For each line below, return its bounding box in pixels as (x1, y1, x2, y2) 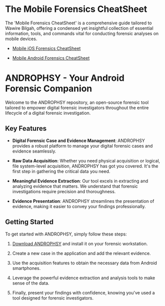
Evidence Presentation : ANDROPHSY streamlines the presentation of (12, 198, 155, 204)
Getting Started (5, 218, 54, 227)
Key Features (5, 124, 47, 133)
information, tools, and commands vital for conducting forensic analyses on (5, 30, 159, 36)
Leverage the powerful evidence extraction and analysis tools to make (12, 275, 156, 281)
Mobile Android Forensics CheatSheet (12, 55, 90, 61)
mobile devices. (5, 36, 38, 42)
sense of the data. (12, 280, 49, 286)
